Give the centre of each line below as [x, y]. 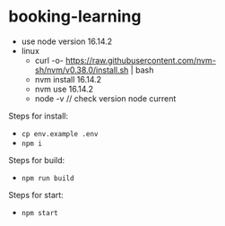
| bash [142, 70]
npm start [40, 213]
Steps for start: [36, 195]
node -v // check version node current [105, 98]
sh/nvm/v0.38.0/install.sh [82, 70]
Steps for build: [37, 160]
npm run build [48, 178]
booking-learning [75, 17]
